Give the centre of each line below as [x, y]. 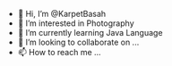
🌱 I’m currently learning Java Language [90, 33]
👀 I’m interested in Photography [76, 23]
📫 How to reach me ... [59, 52]
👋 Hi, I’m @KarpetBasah [62, 14]
